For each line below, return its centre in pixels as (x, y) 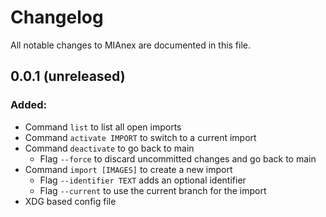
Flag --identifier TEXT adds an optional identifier (143, 180)
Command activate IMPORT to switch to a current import (140, 137)
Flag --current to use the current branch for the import (153, 190)
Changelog (57, 17)
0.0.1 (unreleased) (68, 76)
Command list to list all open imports (103, 127)
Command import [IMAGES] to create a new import (128, 169)
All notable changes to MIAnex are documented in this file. (131, 45)
